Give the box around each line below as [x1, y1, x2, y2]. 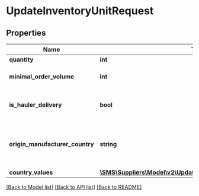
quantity [9, 55, 34, 64]
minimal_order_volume [9, 72, 75, 81]
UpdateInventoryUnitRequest [6, 4, 154, 18]
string [99, 140, 117, 148]
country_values [9, 168, 53, 176]
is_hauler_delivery [9, 101, 62, 109]
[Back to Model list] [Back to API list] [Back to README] [6, 184, 142, 191]
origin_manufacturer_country [9, 140, 94, 148]
